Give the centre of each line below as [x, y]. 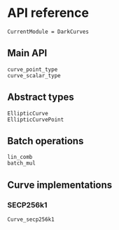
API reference [48, 13]
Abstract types [41, 97]
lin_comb [20, 157]
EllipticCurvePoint [36, 120]
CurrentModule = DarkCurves [48, 32]
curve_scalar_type [34, 75]
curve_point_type [33, 69]
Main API [27, 53]
